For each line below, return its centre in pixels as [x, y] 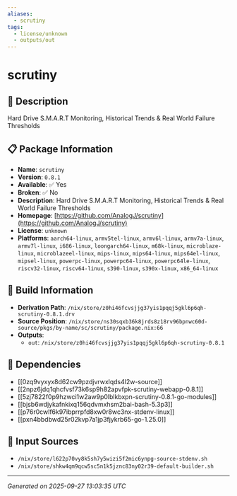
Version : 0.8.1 [39, 177]
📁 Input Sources [43, 441]
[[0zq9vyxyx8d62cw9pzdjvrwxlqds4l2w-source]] [90, 381]
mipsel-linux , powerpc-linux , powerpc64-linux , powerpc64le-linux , [114, 260]
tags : [15, 27]
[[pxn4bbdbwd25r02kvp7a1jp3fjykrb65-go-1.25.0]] [92, 419]
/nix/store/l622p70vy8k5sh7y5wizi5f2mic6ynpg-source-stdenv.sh [113, 459]
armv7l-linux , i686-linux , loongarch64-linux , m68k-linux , [101, 246]
